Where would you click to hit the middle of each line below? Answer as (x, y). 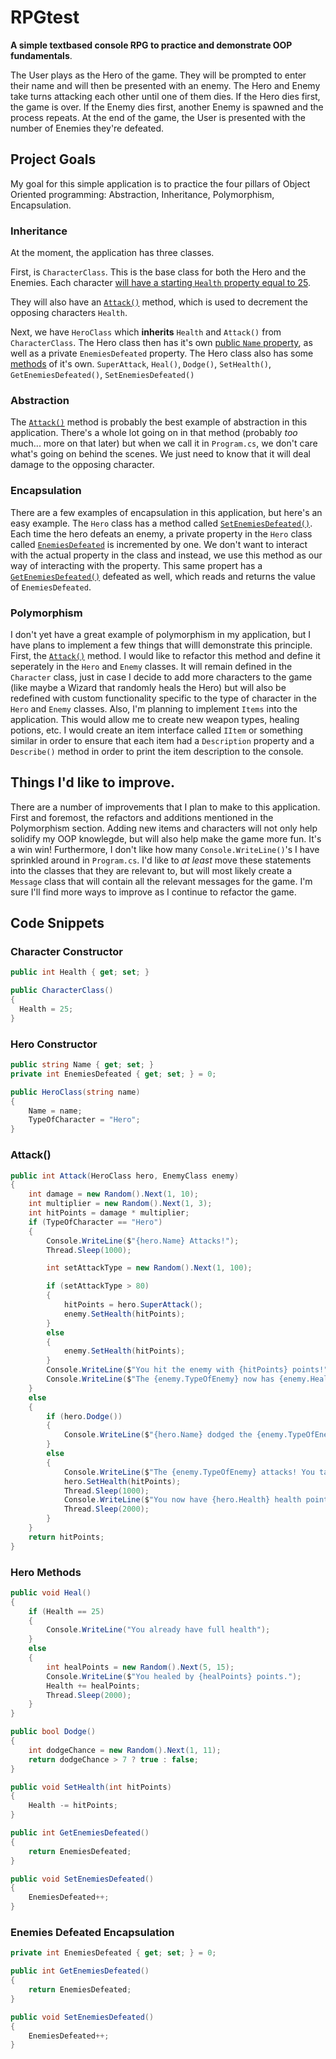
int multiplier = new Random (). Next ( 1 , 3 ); (120, 1204)
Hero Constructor (54, 1044)
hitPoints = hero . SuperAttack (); (133, 1305)
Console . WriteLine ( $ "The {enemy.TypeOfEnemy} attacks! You (189, 1472)
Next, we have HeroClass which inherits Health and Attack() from (146, 332)
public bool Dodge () (53, 1732)
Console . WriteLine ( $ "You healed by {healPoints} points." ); (174, 1676)
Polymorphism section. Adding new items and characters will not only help (164, 828)
